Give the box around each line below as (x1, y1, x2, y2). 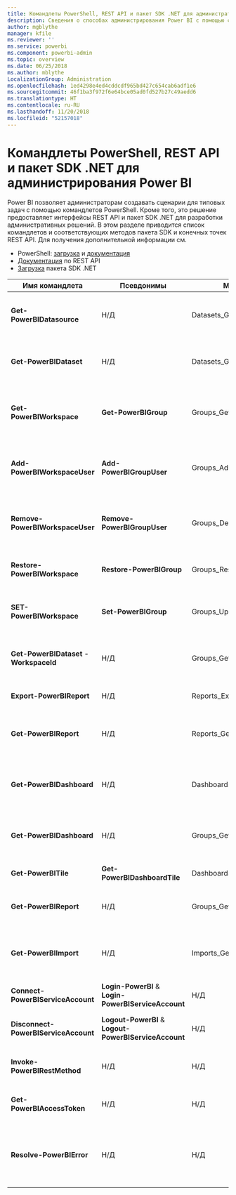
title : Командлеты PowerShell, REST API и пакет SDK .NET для (7, 10, 193, 18)
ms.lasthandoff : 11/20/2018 (7, 108, 90, 115)
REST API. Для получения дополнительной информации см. (7, 235, 188, 244)
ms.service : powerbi (7, 43, 68, 50)
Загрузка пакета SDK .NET (17, 264, 97, 272)
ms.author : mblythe (7, 69, 65, 76)
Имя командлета (22, 280, 83, 290)
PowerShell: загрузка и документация (17, 249, 131, 257)
